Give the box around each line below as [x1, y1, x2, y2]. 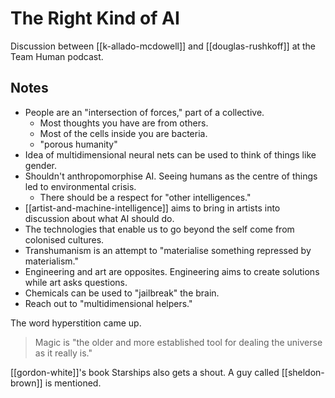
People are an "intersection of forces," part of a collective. [24, 106, 265, 118]
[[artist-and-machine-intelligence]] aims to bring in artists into [24, 202, 281, 214]
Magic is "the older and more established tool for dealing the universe [34, 336, 323, 348]
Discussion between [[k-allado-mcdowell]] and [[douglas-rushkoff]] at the [10, 40, 317, 52]
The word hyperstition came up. [10, 317, 142, 329]
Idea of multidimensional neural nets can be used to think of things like [24, 148, 317, 161]
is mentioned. [44, 377, 102, 389]
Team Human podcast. [10, 50, 104, 62]
